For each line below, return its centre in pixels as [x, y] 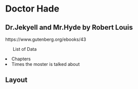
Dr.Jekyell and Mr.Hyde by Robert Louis [69, 27]
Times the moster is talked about [46, 64]
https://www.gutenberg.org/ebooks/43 [46, 39]
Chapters [21, 59]
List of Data [25, 49]
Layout [16, 80]
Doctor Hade [32, 9]
